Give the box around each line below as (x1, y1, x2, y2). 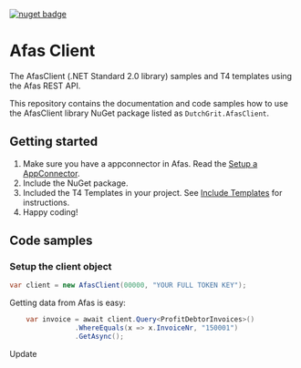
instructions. (22, 197, 70, 208)
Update (9, 348, 38, 359)
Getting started (9, 134, 99, 149)
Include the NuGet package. (22, 178, 129, 189)
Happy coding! (22, 206, 78, 218)
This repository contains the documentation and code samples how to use (9, 97, 289, 108)
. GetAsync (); (74, 332, 125, 342)
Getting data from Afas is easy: (9, 297, 126, 309)
